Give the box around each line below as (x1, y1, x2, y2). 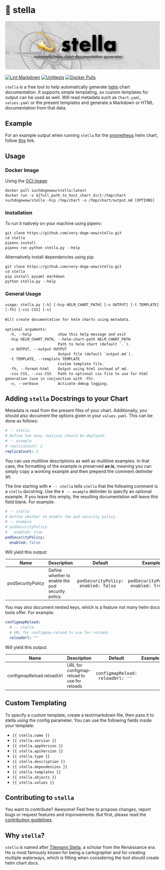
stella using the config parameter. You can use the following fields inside (5, 717, 152, 723)
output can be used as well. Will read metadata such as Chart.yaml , (5, 95, 141, 101)
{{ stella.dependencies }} (12, 764, 68, 769)
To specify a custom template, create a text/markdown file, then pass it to (5, 712, 154, 718)
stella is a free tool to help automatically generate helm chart (5, 84, 130, 90)
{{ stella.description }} (12, 759, 65, 764)
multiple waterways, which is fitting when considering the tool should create (5, 855, 160, 861)
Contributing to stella (5, 794, 75, 802)
